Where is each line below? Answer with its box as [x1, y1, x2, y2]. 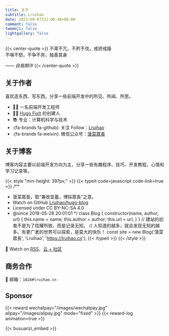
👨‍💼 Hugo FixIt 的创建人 [12, 110, 61, 116]
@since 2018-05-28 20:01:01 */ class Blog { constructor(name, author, [12, 210, 159, 216]
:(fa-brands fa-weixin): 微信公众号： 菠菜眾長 [12, 131, 105, 137]
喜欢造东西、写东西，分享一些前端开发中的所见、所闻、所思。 [5, 93, 134, 99]
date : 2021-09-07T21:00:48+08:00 [5, 17, 76, 22]
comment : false [5, 21, 37, 27]
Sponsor [5, 291, 33, 300]
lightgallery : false [5, 31, 49, 36]
